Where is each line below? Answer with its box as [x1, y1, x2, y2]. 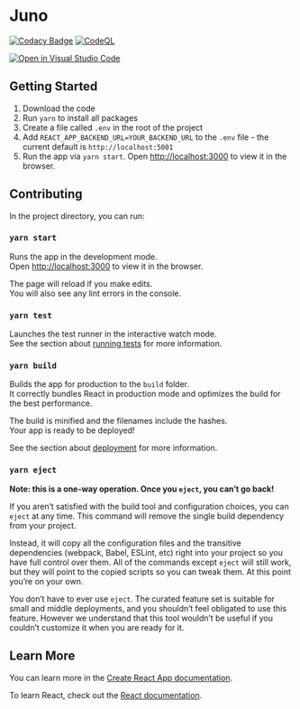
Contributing [9, 187, 83, 202]
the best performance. [9, 398, 93, 409]
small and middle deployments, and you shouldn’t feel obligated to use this [9, 603, 286, 613]
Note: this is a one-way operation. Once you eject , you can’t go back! [9, 483, 275, 494]
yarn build [9, 361, 57, 371]
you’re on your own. [9, 575, 84, 586]
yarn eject [9, 465, 57, 475]
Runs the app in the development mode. [9, 251, 158, 262]
